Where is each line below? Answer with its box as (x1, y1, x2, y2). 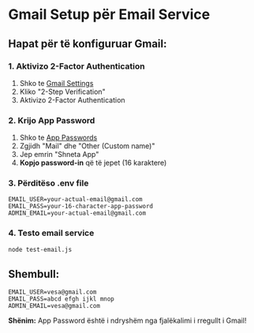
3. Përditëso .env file (8, 178, 89, 189)
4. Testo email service (8, 227, 95, 238)
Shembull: (8, 268, 60, 281)
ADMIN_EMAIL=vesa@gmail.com (8, 302, 101, 310)
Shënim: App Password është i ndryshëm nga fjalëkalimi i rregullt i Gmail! (8, 316, 247, 325)
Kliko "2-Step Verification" (19, 87, 106, 96)
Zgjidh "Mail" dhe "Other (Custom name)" (19, 141, 155, 151)
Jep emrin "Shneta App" (19, 150, 99, 159)
